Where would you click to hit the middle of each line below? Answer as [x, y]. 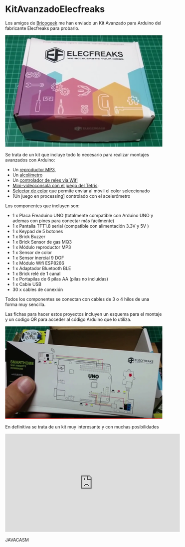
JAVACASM [17, 540]
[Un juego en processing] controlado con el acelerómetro [71, 196]
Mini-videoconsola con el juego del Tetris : [55, 186]
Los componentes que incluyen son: [42, 206]
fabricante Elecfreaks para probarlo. [42, 28]
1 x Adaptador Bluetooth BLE [42, 269]
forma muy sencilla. [25, 304]
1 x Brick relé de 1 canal [36, 274]
